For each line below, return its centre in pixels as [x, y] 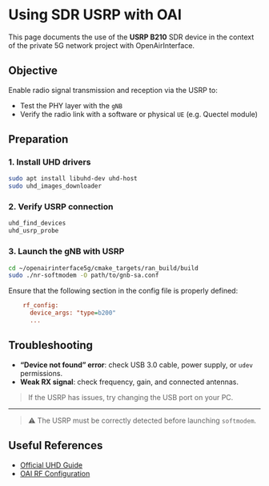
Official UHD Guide [51, 465]
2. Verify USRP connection [61, 207]
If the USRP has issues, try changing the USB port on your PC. [130, 397]
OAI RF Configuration [55, 473]
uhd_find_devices [37, 223]
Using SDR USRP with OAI [95, 15]
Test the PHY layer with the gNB [71, 105]
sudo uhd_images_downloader [55, 186]
